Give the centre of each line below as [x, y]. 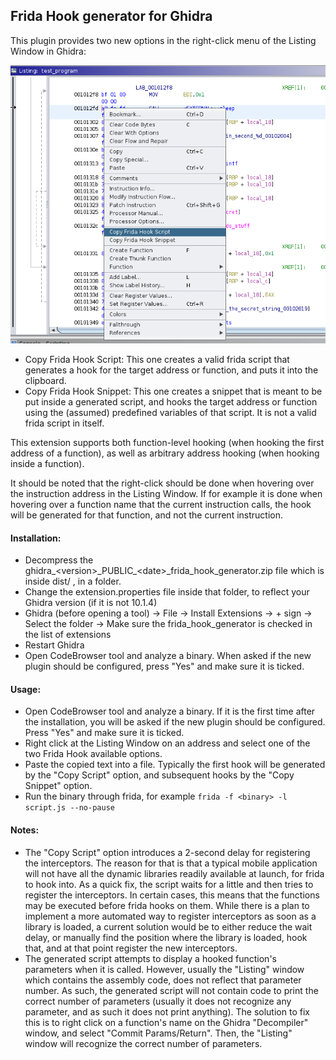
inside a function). [47, 464]
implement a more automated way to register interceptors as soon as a [170, 916]
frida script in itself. [64, 423]
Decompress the [59, 560]
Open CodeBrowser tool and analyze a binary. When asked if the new [168, 656]
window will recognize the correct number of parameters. [143, 1043]
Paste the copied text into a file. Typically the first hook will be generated [175, 765]
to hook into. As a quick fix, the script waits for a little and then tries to [169, 884]
